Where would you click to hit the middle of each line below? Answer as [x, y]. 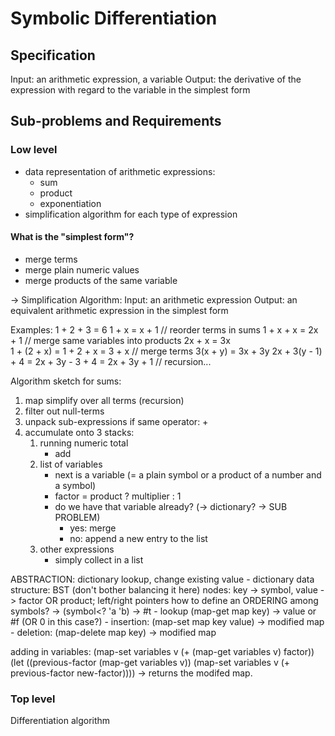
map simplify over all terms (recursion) [104, 400]
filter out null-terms [64, 411]
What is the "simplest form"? [72, 237]
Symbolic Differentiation [114, 18]
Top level [33, 699]
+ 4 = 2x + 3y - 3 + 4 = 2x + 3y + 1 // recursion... [111, 361]
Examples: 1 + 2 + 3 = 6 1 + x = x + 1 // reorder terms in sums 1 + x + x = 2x [164, 329]
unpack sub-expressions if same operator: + [116, 421]
